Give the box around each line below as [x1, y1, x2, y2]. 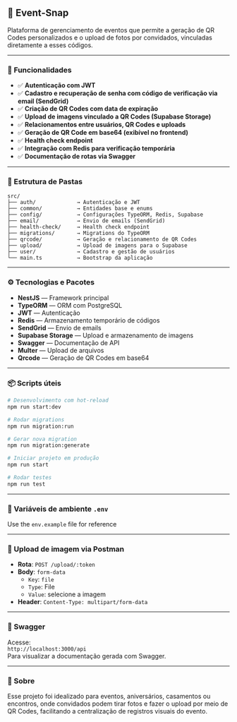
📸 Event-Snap [7, 7, 69, 19]
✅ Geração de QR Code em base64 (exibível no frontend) [17, 128, 188, 137]
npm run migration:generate [7, 442, 90, 449]
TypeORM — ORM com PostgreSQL [17, 301, 123, 309]
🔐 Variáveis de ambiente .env [7, 504, 109, 514]
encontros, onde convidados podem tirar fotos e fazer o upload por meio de [7, 699, 229, 708]
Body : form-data [17, 567, 66, 576]
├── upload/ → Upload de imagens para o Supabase [7, 242, 188, 249]
